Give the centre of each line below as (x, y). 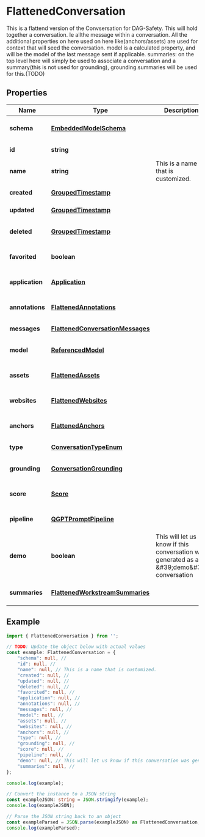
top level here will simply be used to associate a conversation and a (91, 61)
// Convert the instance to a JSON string (61, 794)
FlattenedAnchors (78, 425)
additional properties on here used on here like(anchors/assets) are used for (102, 41)
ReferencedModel (77, 350)
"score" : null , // (41, 750)
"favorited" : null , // (46, 693)
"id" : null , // (37, 664)
